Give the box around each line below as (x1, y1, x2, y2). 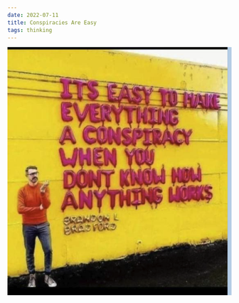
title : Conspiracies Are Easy (7, 18, 97, 26)
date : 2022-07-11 (7, 11, 59, 18)
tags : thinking (7, 26, 53, 33)
